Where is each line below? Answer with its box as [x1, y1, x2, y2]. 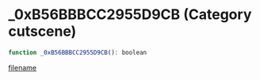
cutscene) [8, 22, 77, 40]
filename [8, 63, 37, 72]
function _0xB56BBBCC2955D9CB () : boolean [8, 48, 147, 56]
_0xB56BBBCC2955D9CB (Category [8, 6, 252, 24]
